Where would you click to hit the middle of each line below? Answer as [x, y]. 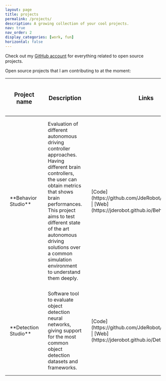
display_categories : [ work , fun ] [40, 38]
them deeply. [63, 278]
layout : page [19, 10]
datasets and [63, 361]
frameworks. [62, 367]
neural [55, 318]
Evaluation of [63, 124]
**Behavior [23, 198]
